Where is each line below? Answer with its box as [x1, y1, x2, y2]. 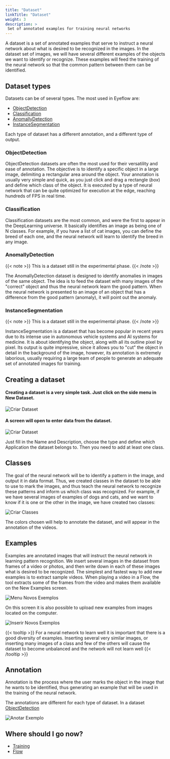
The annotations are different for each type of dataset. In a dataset [5, 700, 145, 706]
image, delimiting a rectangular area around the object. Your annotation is [5, 171, 159, 177]
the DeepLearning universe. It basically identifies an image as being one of [5, 223, 162, 229]
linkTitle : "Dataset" [5, 12, 51, 17]
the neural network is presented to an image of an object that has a [5, 288, 146, 295]
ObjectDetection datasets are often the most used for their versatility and [5, 161, 158, 167]
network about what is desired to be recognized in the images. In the [5, 46, 149, 52]
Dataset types [5, 82, 51, 90]
